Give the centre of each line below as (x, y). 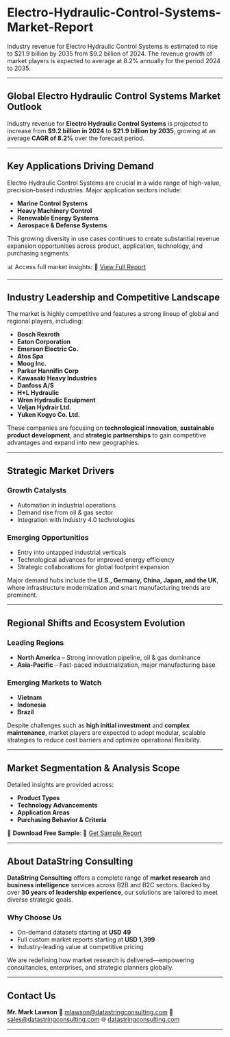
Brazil (25, 712)
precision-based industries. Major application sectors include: (94, 190)
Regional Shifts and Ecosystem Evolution (96, 623)
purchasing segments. (39, 253)
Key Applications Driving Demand (80, 166)
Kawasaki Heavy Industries (57, 378)
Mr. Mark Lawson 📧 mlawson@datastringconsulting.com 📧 (90, 1012)
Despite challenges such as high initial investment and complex (99, 725)
